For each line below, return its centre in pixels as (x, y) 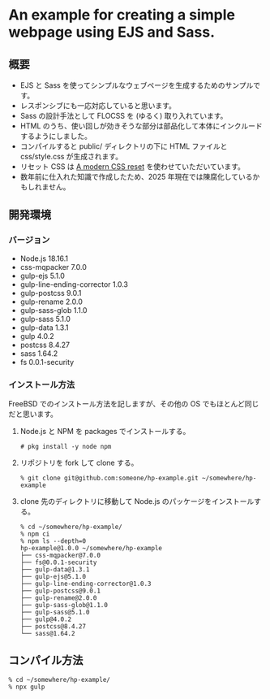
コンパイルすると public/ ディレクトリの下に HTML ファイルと (124, 146)
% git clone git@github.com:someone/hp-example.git (109, 478)
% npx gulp (27, 687)
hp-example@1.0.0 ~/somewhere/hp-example (91, 548)
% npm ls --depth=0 (53, 541)
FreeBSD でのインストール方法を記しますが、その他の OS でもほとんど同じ (134, 403)
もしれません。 (45, 187)
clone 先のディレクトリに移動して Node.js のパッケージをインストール (137, 501)
